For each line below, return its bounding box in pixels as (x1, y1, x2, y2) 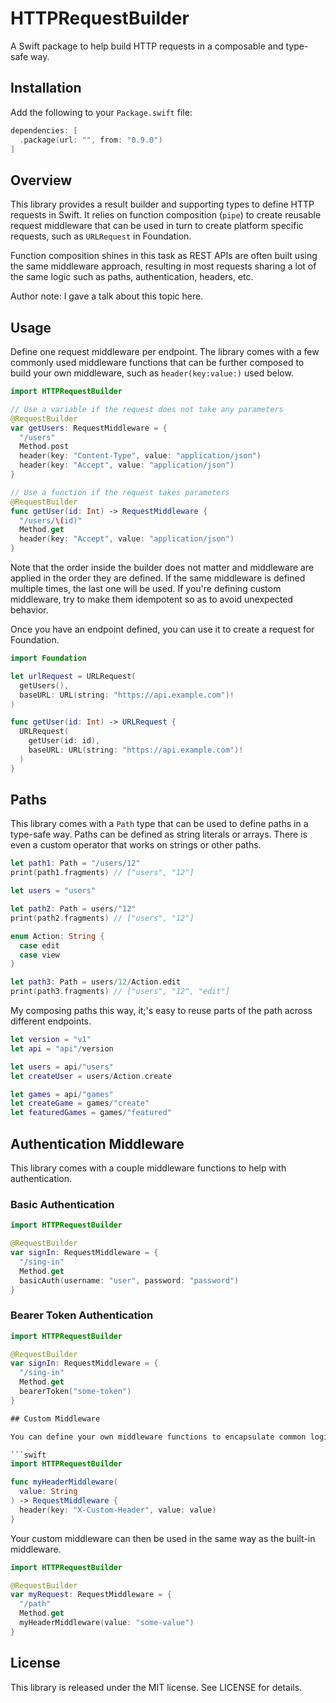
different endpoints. (10, 1015, 92, 1027)
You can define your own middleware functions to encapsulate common (10, 1432, 307, 1442)
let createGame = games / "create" (10, 1098, 150, 1109)
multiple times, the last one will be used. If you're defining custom (10, 583, 282, 594)
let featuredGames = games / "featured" (10, 1108, 172, 1118)
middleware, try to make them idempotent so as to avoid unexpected (10, 593, 293, 605)
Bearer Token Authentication (10, 1308, 154, 1322)
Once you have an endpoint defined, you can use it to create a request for (10, 623, 315, 635)
